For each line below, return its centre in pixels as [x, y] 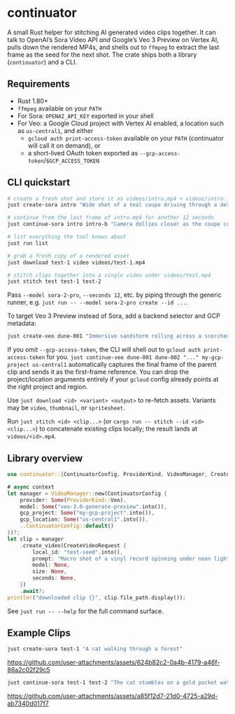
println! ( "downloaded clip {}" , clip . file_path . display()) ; [97, 597]
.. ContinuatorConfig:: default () [67, 526]
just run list [28, 243]
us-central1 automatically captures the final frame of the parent [124, 365]
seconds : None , [55, 578]
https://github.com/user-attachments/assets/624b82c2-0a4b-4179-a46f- [114, 662]
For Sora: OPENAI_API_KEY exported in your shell [85, 115]
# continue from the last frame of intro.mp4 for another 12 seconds [111, 218]
